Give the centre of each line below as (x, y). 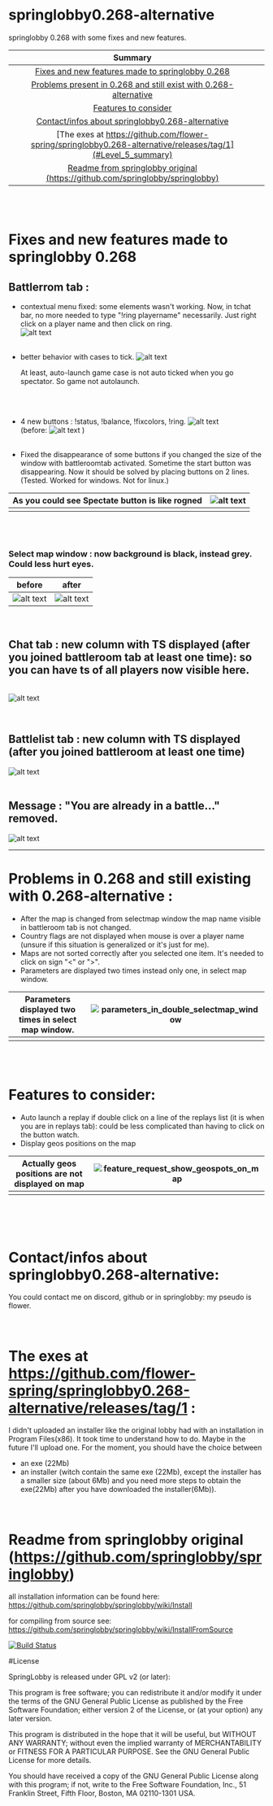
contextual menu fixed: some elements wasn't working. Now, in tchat (136, 306)
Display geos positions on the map (78, 1143)
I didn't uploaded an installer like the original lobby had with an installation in (136, 1430)
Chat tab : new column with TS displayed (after (129, 644)
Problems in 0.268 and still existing (130, 878)
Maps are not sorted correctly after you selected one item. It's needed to (142, 953)
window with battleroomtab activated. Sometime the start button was (136, 463)
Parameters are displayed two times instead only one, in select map (133, 971)
